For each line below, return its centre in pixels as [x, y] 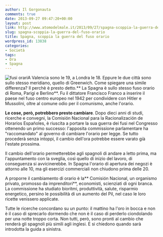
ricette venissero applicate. [32, 199]
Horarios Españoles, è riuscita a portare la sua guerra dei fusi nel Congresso [81, 123]
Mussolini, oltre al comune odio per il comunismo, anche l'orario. [70, 104]
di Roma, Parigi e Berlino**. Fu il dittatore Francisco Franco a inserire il [75, 93]
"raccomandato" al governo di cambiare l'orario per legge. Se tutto [72, 134]
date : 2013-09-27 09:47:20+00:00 [39, 18]
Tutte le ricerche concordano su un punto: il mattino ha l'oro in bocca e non [80, 209]
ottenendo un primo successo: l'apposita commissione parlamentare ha [77, 128]
